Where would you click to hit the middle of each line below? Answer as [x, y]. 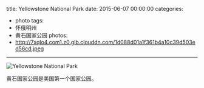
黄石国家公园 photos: [41, 35]
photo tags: [29, 20]
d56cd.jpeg [29, 49]
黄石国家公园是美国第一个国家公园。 [52, 79]
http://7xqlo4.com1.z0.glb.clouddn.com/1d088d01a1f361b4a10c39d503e [105, 42]
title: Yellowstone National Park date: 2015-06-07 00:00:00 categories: [95, 9]
